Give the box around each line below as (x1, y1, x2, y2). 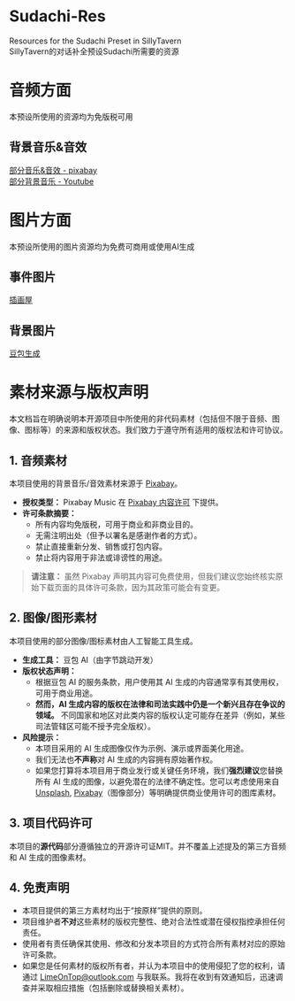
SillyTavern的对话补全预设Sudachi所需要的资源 (9, 46, 179, 57)
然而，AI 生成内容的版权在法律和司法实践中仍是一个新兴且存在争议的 (34, 698, 285, 709)
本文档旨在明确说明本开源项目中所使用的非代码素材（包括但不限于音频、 (9, 413, 272, 424)
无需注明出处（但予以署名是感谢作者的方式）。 (34, 530, 202, 541)
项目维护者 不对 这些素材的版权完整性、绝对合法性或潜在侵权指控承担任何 (21, 916, 285, 927)
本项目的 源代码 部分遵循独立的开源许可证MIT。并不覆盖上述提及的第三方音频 (9, 841, 287, 851)
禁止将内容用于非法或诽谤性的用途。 (34, 552, 168, 563)
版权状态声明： (21, 666, 77, 676)
